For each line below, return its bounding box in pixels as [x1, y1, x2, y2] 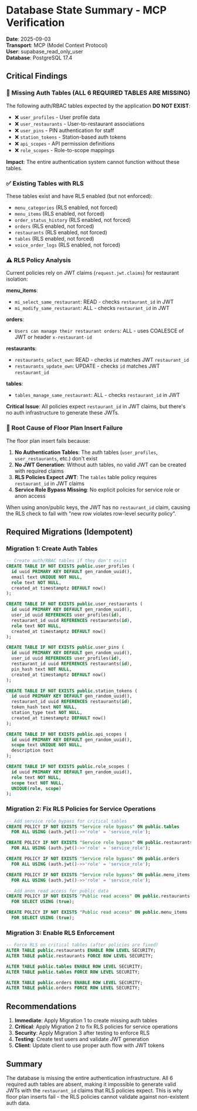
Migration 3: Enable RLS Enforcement [6, 928, 115, 937]
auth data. [6, 1099, 30, 1106]
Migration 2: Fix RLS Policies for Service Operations [6, 805, 157, 813]
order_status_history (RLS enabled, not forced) [14, 216, 131, 223]
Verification [6, 16, 65, 29]
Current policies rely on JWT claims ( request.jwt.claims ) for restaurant [6, 270, 179, 277]
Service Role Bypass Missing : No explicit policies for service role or [14, 486, 180, 493]
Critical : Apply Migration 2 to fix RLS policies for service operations [14, 1023, 178, 1031]
